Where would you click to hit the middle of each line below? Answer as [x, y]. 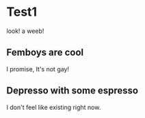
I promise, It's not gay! [38, 69]
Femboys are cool [45, 52]
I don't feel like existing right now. [54, 107]
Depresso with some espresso [72, 91]
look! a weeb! [25, 31]
